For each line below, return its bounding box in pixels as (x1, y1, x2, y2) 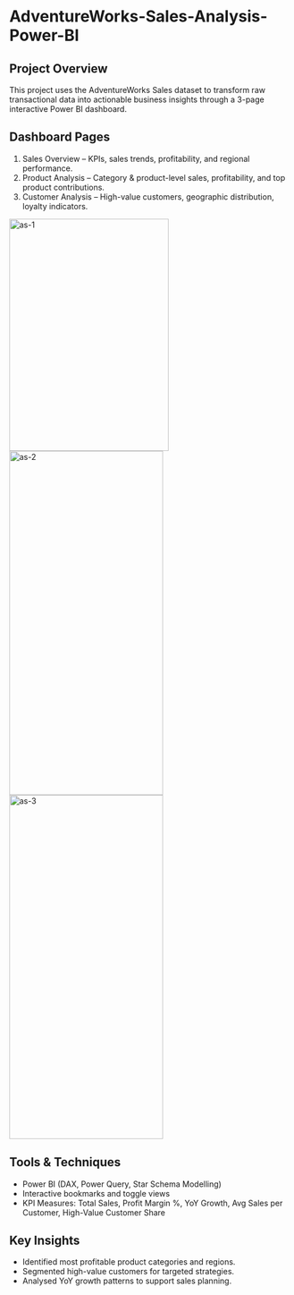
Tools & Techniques (9, 1154, 122, 1170)
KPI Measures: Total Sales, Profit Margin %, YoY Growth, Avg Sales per (21, 1197, 283, 1208)
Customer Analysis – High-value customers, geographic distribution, (21, 191, 274, 202)
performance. (21, 163, 73, 174)
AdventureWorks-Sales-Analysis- (9, 6, 268, 27)
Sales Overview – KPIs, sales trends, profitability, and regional (21, 153, 250, 164)
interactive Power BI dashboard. (9, 104, 128, 114)
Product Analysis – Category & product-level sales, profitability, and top (21, 172, 286, 183)
